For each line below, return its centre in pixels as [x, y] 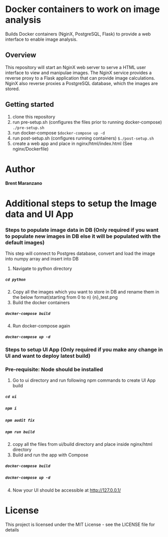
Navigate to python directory [42, 268]
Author [20, 169]
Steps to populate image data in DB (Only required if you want [82, 230]
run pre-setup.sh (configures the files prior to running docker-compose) [87, 122]
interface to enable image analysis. [41, 39]
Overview [21, 55]
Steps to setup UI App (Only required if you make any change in [84, 350]
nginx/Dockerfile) [30, 149]
